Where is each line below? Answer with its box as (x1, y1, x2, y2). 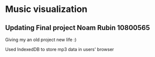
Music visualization (5, 3, 88, 15)
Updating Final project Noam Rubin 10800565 (5, 23, 151, 32)
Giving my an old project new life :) (5, 36, 77, 42)
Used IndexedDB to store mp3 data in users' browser (5, 46, 114, 52)
